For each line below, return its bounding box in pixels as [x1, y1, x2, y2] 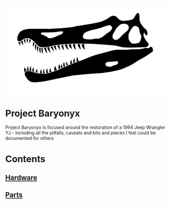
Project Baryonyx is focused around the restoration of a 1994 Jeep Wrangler [5, 124, 166, 131]
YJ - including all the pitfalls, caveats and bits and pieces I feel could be [5, 130, 156, 136]
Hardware [5, 173, 37, 182]
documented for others [5, 135, 54, 141]
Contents [5, 153, 46, 165]
